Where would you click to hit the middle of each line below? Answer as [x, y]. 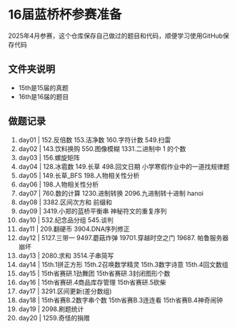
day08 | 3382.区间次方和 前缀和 [65, 202]
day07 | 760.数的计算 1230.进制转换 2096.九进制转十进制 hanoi [111, 193]
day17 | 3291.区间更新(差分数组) [65, 291]
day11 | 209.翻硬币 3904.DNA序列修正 [74, 229]
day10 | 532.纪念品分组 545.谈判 [66, 220]
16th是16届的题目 [44, 96]
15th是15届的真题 [43, 88]
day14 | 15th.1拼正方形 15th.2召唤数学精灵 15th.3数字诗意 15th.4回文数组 [123, 264]
